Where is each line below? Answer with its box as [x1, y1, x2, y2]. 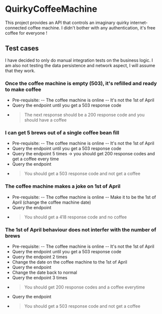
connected [5, 24, 27, 30]
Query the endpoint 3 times [12, 274, 67, 280]
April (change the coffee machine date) [12, 199, 91, 205]
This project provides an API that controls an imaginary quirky [5, 20, 129, 25]
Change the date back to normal [12, 269, 77, 275]
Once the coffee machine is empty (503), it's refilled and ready [5, 80, 157, 87]
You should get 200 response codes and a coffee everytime [24, 284, 145, 290]
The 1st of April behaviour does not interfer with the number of [5, 226, 157, 233]
